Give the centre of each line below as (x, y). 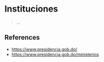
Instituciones (31, 9)
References (22, 38)
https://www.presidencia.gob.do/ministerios (55, 54)
